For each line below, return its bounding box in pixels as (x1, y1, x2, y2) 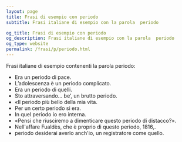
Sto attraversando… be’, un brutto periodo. (14, 92, 117, 99)
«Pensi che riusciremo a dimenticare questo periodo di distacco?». (14, 117, 177, 124)
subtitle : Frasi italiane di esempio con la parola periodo (6, 19, 159, 25)
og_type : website (6, 41, 49, 47)
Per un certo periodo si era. (14, 105, 81, 112)
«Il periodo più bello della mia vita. (14, 98, 98, 105)
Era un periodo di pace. (14, 74, 72, 81)
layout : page (6, 8, 38, 15)
